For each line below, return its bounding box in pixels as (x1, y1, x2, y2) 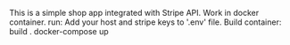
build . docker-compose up (9, 26, 109, 36)
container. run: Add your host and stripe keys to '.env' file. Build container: (9, 17, 282, 27)
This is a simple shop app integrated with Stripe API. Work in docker (9, 8, 260, 18)
